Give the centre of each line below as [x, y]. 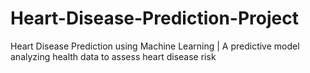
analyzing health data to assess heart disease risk [113, 56]
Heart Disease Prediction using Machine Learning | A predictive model [155, 46]
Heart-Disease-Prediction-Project [154, 18]
